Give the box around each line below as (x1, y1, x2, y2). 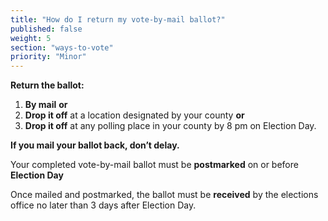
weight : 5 (10, 33, 52, 43)
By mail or (24, 99, 68, 111)
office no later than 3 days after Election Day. (10, 199, 197, 211)
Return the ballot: (10, 79, 85, 91)
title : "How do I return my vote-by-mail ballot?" (10, 14, 226, 25)
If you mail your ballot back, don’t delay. (10, 139, 180, 151)
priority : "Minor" (10, 52, 87, 62)
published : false (10, 24, 83, 34)
